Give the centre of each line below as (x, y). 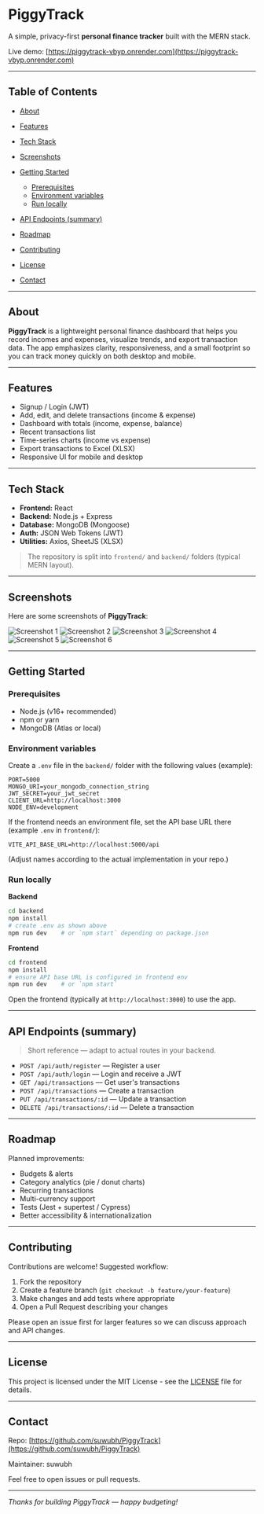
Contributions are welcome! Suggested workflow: (88, 1266)
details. (20, 1390)
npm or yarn (39, 719)
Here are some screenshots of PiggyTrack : (78, 616)
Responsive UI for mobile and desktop (81, 457)
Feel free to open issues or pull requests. (74, 1479)
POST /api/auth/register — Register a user (90, 1066)
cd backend (26, 911)
